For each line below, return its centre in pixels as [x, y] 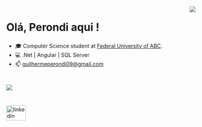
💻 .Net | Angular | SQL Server [52, 55]
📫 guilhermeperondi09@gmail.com [59, 64]
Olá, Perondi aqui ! [53, 27]
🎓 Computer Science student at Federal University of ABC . [89, 46]
